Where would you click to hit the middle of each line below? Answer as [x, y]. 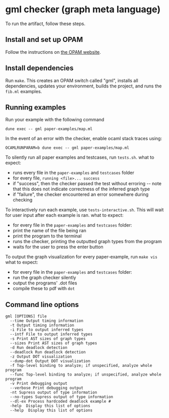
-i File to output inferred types [47, 330]
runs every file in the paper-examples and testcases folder [73, 173]
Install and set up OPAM [44, 40]
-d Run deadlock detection [39, 348]
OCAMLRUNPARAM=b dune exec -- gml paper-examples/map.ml [67, 148]
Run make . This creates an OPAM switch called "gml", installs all [72, 80]
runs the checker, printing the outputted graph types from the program [87, 241]
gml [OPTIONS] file [26, 316]
